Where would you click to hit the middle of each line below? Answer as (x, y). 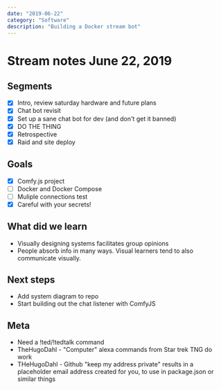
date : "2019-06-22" (35, 14)
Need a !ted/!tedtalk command (61, 342)
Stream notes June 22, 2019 (89, 61)
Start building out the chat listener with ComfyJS (86, 304)
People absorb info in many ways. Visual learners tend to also (105, 251)
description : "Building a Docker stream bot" (74, 26)
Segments (30, 86)
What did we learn (47, 227)
